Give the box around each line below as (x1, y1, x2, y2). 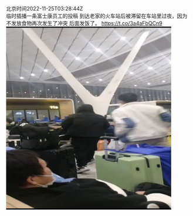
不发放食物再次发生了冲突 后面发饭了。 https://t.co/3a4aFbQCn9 (6, 20, 162, 26)
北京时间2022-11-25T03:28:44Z (6, 5, 83, 12)
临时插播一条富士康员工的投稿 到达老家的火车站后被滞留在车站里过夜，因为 (6, 12, 188, 19)
